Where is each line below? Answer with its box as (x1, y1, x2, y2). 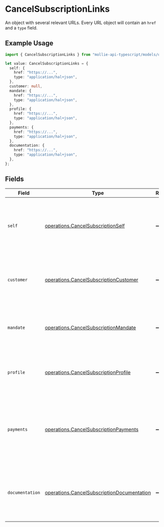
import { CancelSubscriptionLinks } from (5, 52, 91, 57)
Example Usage (5, 39, 54, 48)
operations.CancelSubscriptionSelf (44, 222, 125, 229)
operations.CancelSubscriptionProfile (44, 369, 131, 376)
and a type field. (5, 25, 38, 30)
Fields (5, 175, 24, 184)
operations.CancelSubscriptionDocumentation (44, 489, 151, 496)
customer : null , (9, 84, 42, 89)
